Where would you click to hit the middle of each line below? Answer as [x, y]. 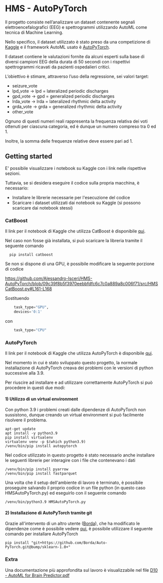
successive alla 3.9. [25, 373]
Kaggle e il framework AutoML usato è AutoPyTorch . [58, 47]
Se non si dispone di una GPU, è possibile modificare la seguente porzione [80, 264]
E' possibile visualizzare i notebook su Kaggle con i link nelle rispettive [76, 168]
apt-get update [20, 429]
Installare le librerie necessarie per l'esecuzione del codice [71, 197]
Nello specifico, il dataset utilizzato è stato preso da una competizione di [78, 42]
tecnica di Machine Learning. [34, 32]
